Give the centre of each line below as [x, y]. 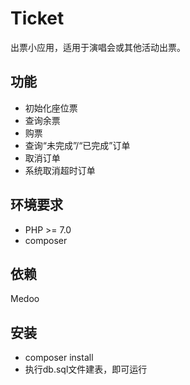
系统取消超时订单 [60, 170]
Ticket [37, 18]
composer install [59, 358]
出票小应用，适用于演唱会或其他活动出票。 [98, 47]
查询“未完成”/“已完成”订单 [77, 145]
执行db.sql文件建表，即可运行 [86, 369]
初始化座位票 [51, 108]
